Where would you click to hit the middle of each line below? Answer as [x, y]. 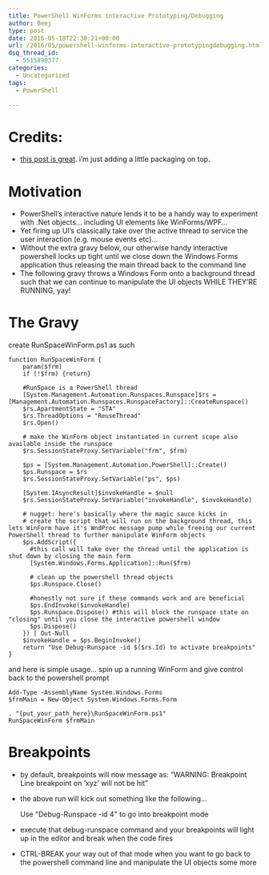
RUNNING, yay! [45, 290]
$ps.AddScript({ [50, 542]
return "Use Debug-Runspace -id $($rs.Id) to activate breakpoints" [139, 648]
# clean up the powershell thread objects [101, 577]
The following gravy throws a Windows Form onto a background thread [137, 273]
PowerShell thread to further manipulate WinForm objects [107, 535]
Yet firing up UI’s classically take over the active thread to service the [134, 231]
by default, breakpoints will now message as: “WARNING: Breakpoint [133, 775]
